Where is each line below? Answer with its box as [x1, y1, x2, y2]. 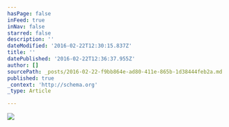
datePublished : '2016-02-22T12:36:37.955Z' [7, 56, 136, 62]
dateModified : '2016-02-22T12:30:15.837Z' [7, 42, 132, 49]
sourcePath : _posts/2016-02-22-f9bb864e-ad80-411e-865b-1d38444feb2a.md [7, 68, 223, 75]
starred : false [7, 29, 52, 37]
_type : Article [7, 87, 52, 94]
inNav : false [7, 23, 45, 30]
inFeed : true [7, 17, 45, 24]
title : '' [7, 49, 36, 56]
